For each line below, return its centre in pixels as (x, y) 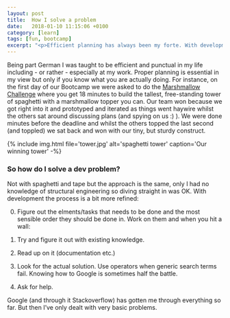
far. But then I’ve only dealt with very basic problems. (82, 308)
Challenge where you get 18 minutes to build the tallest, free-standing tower (114, 94)
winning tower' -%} (35, 151)
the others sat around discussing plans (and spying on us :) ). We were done (115, 116)
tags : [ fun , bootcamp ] (39, 39)
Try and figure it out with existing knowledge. (81, 240)
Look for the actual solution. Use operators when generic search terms (117, 266)
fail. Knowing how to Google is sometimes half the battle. (97, 274)
